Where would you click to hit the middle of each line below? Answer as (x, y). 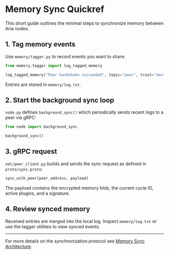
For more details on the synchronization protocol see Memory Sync (75, 241)
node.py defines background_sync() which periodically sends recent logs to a (84, 112)
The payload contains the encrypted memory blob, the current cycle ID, (79, 188)
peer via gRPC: (21, 118)
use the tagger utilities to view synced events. (53, 226)
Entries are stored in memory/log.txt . (43, 84)
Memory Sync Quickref (55, 9)
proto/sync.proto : (24, 169)
